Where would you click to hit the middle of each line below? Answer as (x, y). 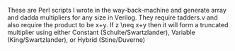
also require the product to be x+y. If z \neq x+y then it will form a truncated (118, 25)
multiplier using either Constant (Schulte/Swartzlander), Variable (102, 32)
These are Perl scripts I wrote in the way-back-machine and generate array (117, 10)
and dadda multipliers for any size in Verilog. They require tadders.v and (113, 17)
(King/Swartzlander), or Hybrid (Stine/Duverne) (76, 40)
